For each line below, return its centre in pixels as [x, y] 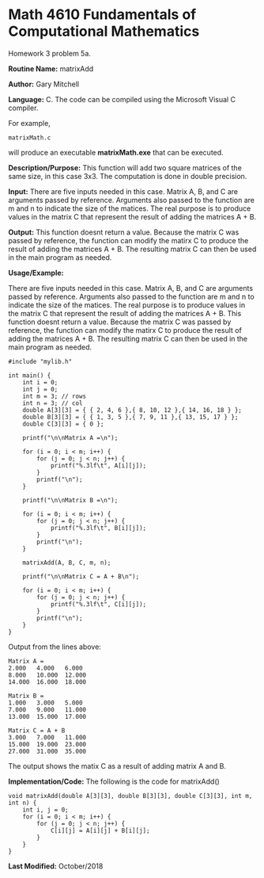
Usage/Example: [36, 273]
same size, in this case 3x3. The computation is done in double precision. [128, 176]
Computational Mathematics [104, 31]
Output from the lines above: [55, 647]
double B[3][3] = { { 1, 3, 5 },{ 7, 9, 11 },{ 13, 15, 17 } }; [130, 417]
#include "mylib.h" [40, 361]
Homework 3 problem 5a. [49, 53]
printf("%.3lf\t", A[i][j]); [98, 465]
